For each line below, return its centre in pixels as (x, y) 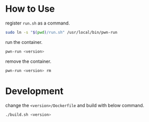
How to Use (30, 9)
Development (34, 91)
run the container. (24, 42)
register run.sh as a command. (38, 23)
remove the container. (28, 61)
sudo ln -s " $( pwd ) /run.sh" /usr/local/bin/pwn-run (61, 32)
